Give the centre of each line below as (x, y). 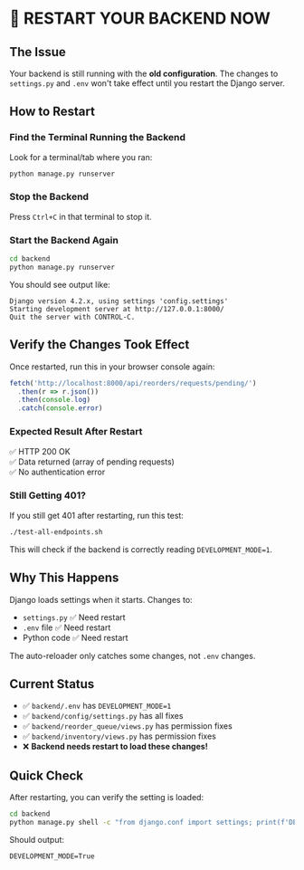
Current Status (52, 684)
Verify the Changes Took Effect (100, 344)
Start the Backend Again (64, 240)
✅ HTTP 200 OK (40, 451)
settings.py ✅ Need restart (74, 617)
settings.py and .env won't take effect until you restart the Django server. (147, 83)
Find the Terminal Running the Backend (98, 138)
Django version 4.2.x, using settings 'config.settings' (119, 301)
